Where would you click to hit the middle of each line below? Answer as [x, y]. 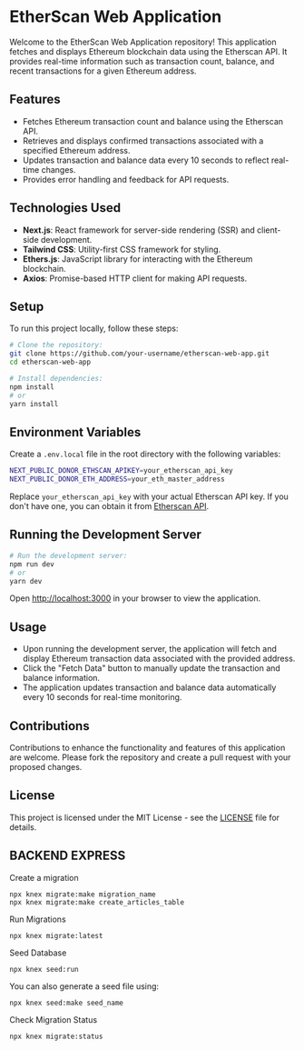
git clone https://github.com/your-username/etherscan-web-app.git [140, 354]
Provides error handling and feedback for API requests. [126, 179]
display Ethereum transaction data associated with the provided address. [159, 659]
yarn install [34, 404]
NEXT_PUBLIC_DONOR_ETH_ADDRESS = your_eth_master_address [117, 479]
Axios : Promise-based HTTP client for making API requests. [135, 278]
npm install [32, 387]
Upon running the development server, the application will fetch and [149, 649]
